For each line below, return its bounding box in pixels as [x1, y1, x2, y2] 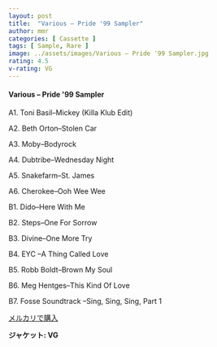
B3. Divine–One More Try [8, 233, 93, 243]
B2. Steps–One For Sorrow [8, 217, 98, 227]
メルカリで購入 [8, 313, 59, 323]
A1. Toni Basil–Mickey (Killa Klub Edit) [8, 107, 133, 118]
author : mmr [8, 27, 49, 35]
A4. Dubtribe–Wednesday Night [8, 155, 115, 165]
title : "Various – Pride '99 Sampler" [8, 19, 144, 28]
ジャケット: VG [8, 330, 59, 340]
